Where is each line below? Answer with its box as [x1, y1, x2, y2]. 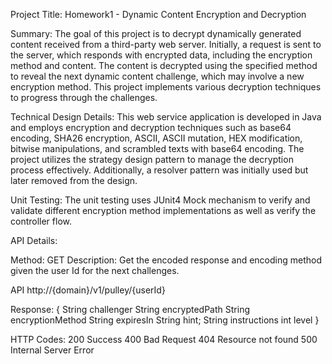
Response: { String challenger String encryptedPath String [10, 304, 250, 315]
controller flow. [10, 215, 72, 227]
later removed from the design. [10, 175, 138, 186]
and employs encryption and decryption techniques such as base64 [10, 122, 292, 133]
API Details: [10, 235, 58, 246]
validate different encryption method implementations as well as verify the [10, 205, 317, 216]
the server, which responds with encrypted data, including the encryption [10, 49, 313, 61]
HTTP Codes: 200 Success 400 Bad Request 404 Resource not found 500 [10, 334, 318, 345]
